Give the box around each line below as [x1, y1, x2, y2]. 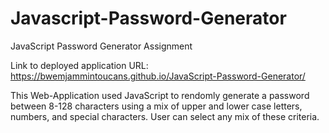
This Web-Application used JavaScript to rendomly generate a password [10, 89, 310, 101]
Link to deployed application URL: [10, 59, 149, 71]
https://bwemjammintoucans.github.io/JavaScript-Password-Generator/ [10, 70, 306, 82]
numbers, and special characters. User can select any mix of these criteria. [10, 110, 320, 122]
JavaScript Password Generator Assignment [10, 40, 193, 52]
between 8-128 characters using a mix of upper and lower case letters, [10, 100, 303, 112]
